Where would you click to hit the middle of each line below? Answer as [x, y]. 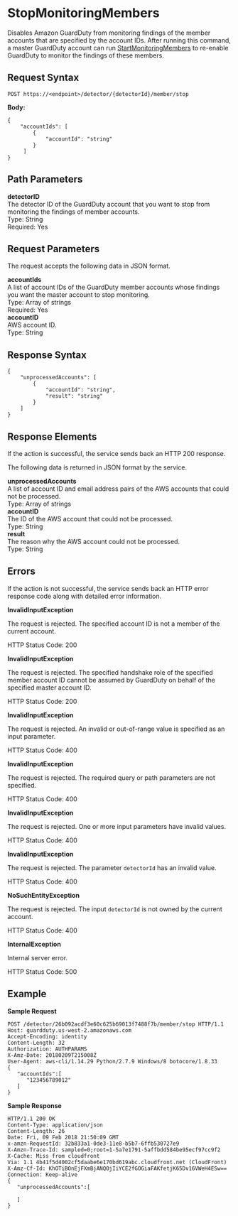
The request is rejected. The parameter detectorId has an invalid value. [112, 867]
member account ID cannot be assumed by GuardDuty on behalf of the [111, 680]
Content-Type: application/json [55, 1125]
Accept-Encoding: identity [47, 1036]
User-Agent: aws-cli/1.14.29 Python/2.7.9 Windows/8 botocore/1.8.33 [113, 1061]
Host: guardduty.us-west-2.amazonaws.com [70, 1030]
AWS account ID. [32, 325]
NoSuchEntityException [44, 895]
